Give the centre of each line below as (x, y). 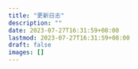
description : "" (35, 23)
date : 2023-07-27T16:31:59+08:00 (64, 30)
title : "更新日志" (37, 15)
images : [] (26, 52)
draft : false (30, 45)
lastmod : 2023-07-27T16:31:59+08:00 (69, 38)
